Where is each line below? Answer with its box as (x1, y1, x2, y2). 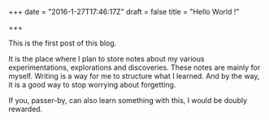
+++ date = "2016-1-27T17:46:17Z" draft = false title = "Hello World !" (8, 7, 240, 16)
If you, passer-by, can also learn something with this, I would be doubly (8, 96, 248, 105)
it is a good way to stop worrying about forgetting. (8, 80, 176, 89)
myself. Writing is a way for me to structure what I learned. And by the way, (8, 71, 260, 80)
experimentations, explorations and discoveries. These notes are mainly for (8, 62, 261, 72)
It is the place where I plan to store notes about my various (8, 54, 205, 63)
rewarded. (8, 105, 43, 114)
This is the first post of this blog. (8, 38, 117, 48)
